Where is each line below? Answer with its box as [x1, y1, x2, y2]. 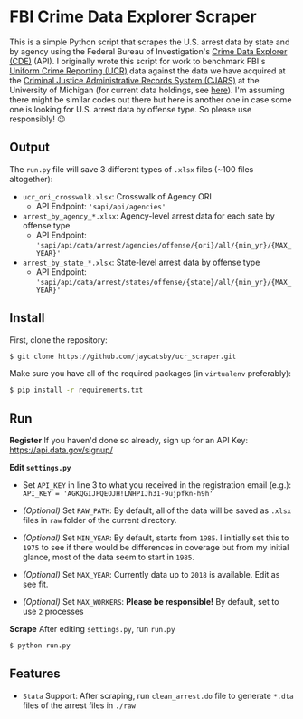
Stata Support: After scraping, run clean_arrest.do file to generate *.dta [22, 690, 294, 701]
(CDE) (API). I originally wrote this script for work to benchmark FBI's [9, 55, 266, 66]
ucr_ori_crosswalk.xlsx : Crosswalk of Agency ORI [22, 190, 213, 201]
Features [9, 666, 61, 682]
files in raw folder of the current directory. [22, 515, 177, 526]
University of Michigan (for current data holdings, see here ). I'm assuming [9, 84, 285, 95]
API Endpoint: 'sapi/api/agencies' [35, 200, 166, 211]
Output [9, 140, 50, 155]
